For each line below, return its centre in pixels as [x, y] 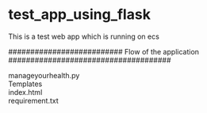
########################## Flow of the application [104, 51]
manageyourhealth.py [44, 75]
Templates [25, 84]
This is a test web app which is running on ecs [84, 36]
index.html [25, 92]
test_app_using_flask [79, 15]
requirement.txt [34, 100]
